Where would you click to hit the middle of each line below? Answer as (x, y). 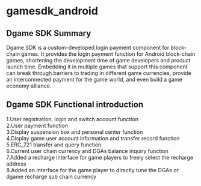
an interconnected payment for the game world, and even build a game (94, 79)
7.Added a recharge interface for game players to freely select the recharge (100, 157)
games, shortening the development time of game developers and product (98, 60)
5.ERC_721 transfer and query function (54, 145)
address (16, 164)
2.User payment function (37, 125)
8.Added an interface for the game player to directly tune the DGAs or (93, 170)
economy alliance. (29, 86)
